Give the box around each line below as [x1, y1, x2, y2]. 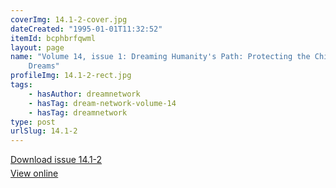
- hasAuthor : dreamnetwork [28, 89, 141, 99]
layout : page [10, 42, 65, 53]
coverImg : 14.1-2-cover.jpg [10, 14, 128, 25]
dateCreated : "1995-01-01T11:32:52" [10, 24, 163, 34]
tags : [10, 80, 33, 90]
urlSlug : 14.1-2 [10, 126, 78, 136]
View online [10, 167, 59, 180]
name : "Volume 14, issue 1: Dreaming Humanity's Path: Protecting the [10, 52, 311, 62]
